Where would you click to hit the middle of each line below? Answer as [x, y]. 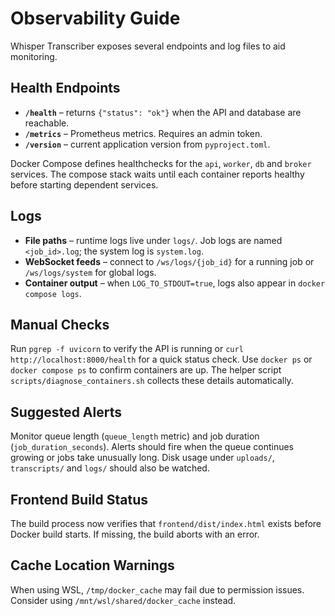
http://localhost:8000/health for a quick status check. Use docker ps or [161, 359]
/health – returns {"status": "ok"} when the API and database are [163, 112]
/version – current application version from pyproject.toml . [147, 144]
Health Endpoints [65, 88]
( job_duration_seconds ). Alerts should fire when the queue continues [152, 447]
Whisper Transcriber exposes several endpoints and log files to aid [148, 46]
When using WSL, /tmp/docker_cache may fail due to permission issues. [157, 589]
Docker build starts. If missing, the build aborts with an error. [135, 534]
